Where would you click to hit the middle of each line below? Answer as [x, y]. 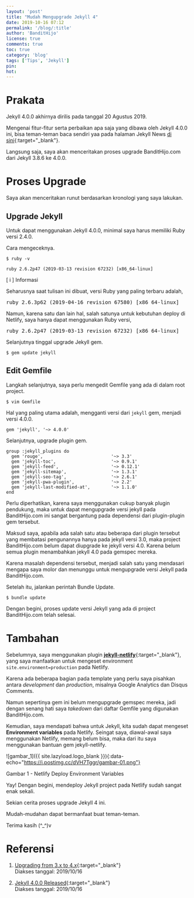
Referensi [30, 849]
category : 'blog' [27, 55]
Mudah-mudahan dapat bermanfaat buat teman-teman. [73, 814]
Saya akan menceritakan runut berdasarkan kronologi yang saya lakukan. [95, 198]
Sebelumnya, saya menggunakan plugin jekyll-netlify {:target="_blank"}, [94, 654]
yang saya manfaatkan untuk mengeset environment [69, 661]
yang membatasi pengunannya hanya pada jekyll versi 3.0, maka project [93, 539]
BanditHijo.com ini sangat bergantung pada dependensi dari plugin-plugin [95, 515]
